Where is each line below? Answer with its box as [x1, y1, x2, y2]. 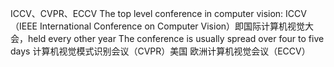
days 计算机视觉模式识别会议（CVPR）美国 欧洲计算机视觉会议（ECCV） [10, 45, 311, 57]
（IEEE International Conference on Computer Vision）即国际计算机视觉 [10, 20, 306, 32]
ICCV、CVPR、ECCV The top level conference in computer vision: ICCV [10, 8, 307, 19]
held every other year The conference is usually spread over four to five [27, 33, 325, 44]
